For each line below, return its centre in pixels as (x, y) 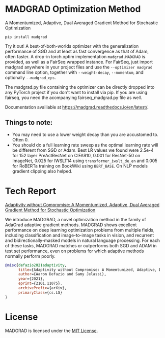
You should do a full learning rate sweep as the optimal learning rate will (85, 145)
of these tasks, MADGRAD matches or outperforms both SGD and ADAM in (81, 245)
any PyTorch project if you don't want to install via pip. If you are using (76, 92)
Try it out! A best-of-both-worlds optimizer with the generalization (72, 46)
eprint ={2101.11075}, (40, 284)
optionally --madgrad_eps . (31, 77)
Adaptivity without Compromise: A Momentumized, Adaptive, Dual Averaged (82, 204)
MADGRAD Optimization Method (73, 9)
